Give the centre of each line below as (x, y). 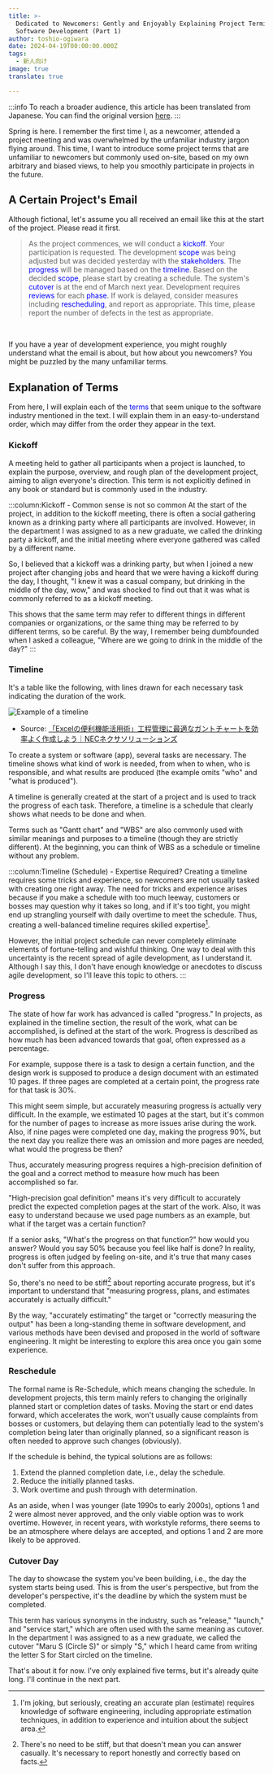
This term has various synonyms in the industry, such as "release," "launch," (136, 1620)
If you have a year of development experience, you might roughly (118, 344)
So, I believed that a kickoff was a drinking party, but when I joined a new (131, 564)
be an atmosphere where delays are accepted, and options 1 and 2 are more (136, 1531)
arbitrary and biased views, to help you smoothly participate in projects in (131, 166)
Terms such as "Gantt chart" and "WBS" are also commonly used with (126, 830)
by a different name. (42, 548)
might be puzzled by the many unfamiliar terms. (88, 362)
